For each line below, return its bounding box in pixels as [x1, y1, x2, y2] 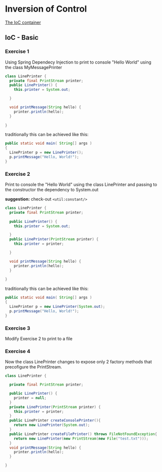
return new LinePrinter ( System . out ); [14, 422, 90, 428]
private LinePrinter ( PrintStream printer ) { [9, 405, 101, 409]
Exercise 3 [5, 324, 31, 331]
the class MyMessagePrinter [5, 64, 62, 70]
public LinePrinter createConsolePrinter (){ [9, 418, 101, 423]
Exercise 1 [5, 48, 30, 55]
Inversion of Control [5, 3, 87, 15]
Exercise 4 [5, 348, 31, 354]
